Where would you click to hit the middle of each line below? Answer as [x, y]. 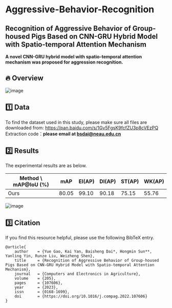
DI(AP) [108, 181]
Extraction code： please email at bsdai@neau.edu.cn [63, 134]
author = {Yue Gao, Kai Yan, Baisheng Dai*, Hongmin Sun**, [83, 252]
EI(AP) [87, 181]
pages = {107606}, [39, 283]
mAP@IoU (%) [31, 184]
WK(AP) [154, 181]
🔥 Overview [24, 78]
